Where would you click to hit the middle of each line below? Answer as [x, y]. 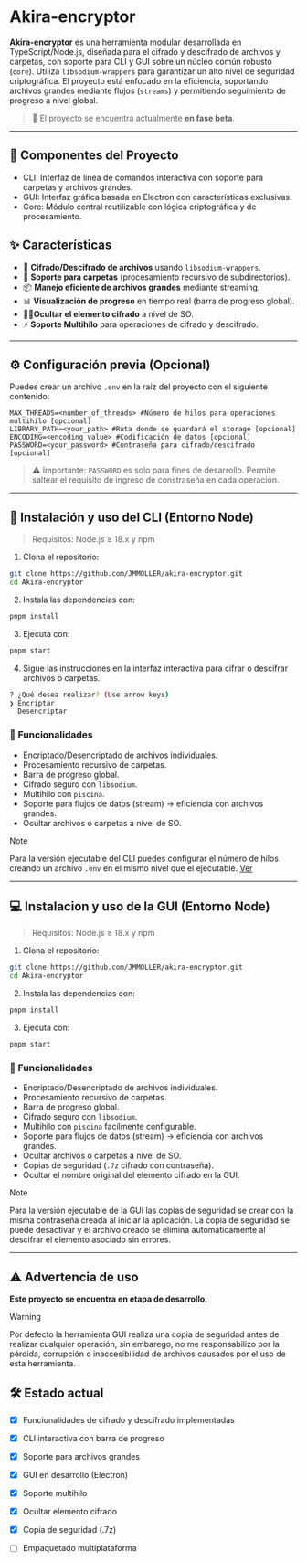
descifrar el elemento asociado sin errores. [90, 1239]
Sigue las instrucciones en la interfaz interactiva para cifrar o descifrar [155, 668]
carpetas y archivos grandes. [78, 187]
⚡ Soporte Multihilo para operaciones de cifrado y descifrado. [140, 324]
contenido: [30, 397]
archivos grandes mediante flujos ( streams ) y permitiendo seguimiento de [148, 90]
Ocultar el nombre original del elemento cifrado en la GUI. [131, 1175]
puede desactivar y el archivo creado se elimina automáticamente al [138, 1230]
